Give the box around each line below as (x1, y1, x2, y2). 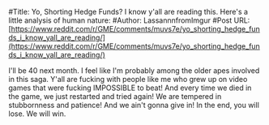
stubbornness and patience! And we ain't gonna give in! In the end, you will (8, 101, 259, 110)
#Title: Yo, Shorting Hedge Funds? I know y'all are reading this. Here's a (8, 7, 249, 16)
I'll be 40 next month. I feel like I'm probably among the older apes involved (8, 66, 260, 75)
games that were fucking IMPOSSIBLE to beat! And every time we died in (8, 83, 252, 93)
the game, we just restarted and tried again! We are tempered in (8, 92, 222, 101)
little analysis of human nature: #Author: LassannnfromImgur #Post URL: (8, 15, 250, 25)
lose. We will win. (8, 109, 66, 119)
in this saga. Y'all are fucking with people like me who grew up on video (8, 75, 248, 84)
